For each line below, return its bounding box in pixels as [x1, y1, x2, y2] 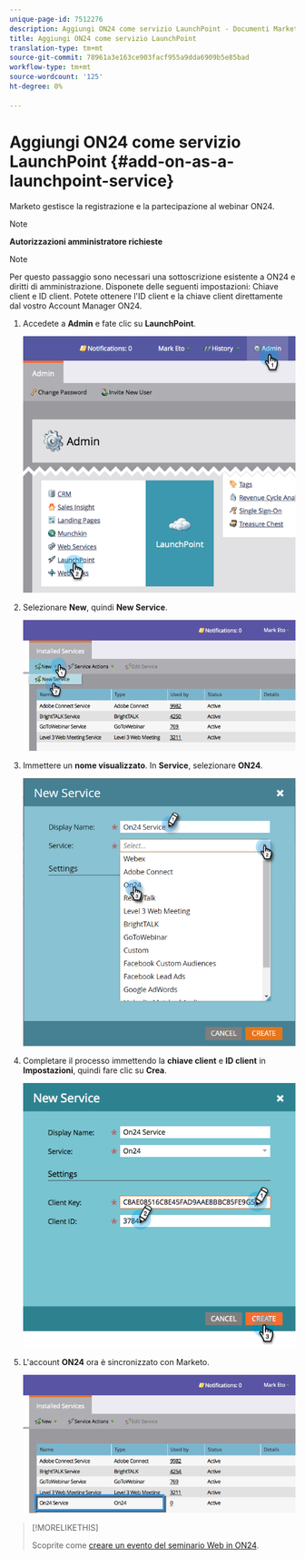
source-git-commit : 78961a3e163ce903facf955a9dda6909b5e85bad [9, 53, 250, 63]
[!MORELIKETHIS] [31, 1522, 99, 1533]
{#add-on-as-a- [110, 151, 234, 172]
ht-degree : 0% [9, 82, 64, 91]
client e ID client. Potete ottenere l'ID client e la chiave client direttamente [9, 290, 283, 301]
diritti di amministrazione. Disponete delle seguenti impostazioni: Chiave [9, 280, 279, 291]
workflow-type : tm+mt [9, 63, 92, 72]
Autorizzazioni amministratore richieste [9, 236, 163, 247]
